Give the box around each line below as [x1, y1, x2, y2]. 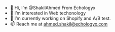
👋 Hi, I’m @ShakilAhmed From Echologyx [10, 5, 96, 10]
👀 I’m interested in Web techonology [10, 10, 86, 16]
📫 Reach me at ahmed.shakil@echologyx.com [10, 21, 108, 27]
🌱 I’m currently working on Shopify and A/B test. [10, 15, 111, 21]
